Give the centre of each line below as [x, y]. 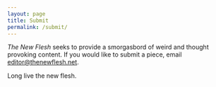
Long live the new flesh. [42, 76]
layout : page [26, 14]
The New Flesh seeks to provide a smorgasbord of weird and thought [108, 47]
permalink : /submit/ [38, 27]
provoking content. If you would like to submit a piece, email [95, 54]
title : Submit [28, 21]
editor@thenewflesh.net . [43, 62]
